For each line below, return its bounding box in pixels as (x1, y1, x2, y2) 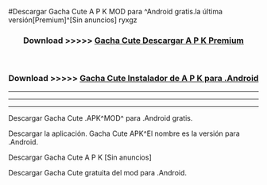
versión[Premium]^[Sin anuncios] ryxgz (8, 15, 137, 25)
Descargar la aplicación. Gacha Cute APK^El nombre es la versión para (8, 129, 240, 138)
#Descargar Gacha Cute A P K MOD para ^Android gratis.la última (8, 7, 223, 16)
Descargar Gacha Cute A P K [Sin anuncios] (8, 152, 153, 162)
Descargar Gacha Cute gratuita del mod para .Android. (8, 168, 188, 177)
